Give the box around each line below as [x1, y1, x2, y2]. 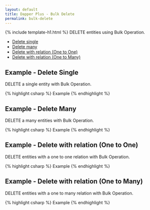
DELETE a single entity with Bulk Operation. [5, 81, 92, 87]
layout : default [5, 7, 38, 12]
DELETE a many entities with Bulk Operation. [5, 117, 94, 123]
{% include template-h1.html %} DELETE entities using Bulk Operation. [5, 30, 145, 35]
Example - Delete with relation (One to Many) [5, 178, 143, 186]
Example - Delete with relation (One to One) [5, 141, 138, 149]
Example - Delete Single [5, 68, 79, 77]
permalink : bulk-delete [5, 16, 53, 21]
